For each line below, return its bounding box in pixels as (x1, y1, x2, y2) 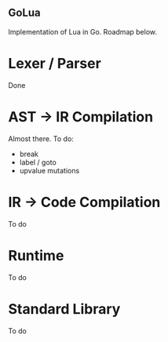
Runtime (8, 246, 64, 264)
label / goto (19, 157, 57, 167)
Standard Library (8, 300, 121, 318)
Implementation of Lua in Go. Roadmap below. (8, 27, 157, 36)
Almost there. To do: (8, 133, 75, 144)
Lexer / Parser (8, 55, 102, 72)
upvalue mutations (19, 166, 80, 175)
